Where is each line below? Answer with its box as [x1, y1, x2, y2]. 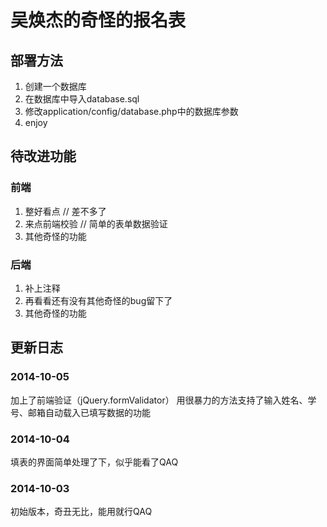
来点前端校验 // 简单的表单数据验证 [24, 217, 168, 230]
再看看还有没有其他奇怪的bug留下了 [24, 294, 173, 306]
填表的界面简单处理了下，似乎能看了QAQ [10, 456, 179, 468]
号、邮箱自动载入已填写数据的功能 [10, 406, 151, 418]
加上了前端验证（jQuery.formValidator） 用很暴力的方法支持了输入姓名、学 [10, 394, 317, 406]
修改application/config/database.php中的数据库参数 [24, 106, 239, 117]
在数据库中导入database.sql [24, 93, 140, 105]
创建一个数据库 [24, 81, 87, 92]
